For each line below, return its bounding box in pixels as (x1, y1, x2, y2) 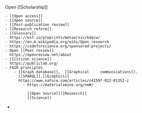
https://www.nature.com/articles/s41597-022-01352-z (18, 78, 129, 83)
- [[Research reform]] (5, 27, 52, 31)
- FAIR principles (5, 65, 43, 70)
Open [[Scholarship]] (5, 4, 48, 10)
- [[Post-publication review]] (5, 22, 70, 27)
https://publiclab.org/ (9, 61, 58, 66)
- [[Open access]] (5, 14, 43, 19)
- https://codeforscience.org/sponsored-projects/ (5, 44, 111, 49)
